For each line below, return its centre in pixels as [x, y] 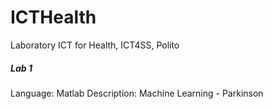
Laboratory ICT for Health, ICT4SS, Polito [95, 45]
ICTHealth [53, 17]
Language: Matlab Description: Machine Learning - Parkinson [137, 93]
